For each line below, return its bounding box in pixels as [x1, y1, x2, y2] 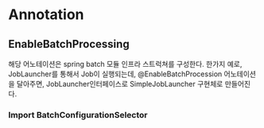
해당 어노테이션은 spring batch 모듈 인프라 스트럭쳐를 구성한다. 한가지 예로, [8, 60, 243, 68]
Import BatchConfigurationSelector [8, 109, 148, 120]
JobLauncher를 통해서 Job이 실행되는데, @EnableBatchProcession [8, 69, 223, 79]
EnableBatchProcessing [8, 37, 130, 51]
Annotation [8, 6, 85, 24]
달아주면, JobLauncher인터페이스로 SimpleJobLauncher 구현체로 [16, 80, 223, 88]
